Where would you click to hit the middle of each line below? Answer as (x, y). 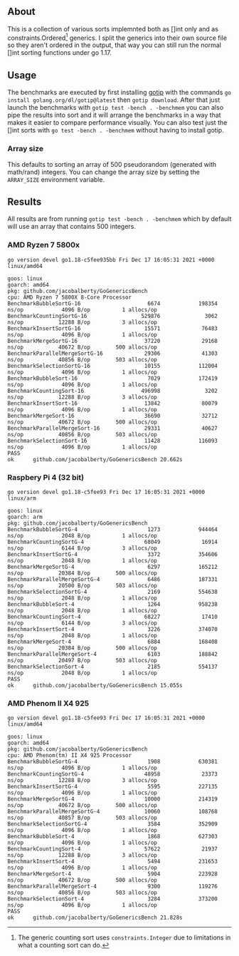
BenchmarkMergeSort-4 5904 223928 (113, 874)
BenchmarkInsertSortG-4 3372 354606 (113, 554)
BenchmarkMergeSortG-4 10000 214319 (113, 799)
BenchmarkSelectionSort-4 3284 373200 (113, 899)
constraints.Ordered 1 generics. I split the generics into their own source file (117, 37)
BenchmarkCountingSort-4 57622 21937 (113, 849)
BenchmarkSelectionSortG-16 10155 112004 (113, 366)
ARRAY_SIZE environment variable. (56, 179)
